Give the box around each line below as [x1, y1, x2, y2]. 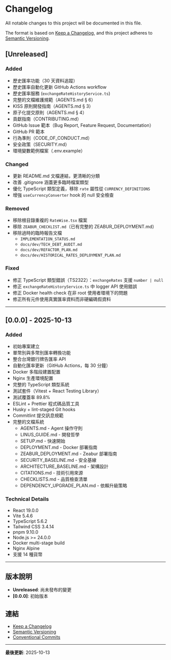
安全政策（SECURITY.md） [12, 141, 70, 147]
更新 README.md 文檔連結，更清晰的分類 [12, 173, 100, 179]
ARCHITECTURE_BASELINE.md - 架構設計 [20, 463, 109, 469]
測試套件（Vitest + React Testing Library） [12, 388, 102, 394]
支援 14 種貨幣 [12, 551, 43, 557]
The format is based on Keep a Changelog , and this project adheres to [5, 30, 153, 36]
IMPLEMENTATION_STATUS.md [20, 236, 75, 242]
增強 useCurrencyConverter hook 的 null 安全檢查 [12, 192, 114, 198]
